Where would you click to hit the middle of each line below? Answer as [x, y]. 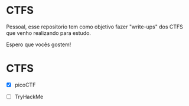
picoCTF [25, 85]
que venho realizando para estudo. [49, 33]
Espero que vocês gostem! [39, 44]
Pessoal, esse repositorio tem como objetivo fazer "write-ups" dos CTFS [94, 27]
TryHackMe [29, 97]
